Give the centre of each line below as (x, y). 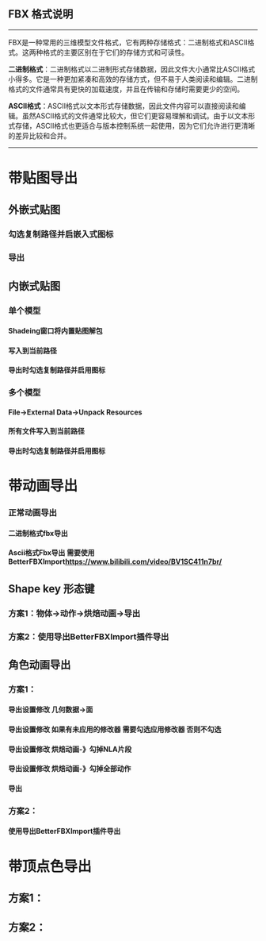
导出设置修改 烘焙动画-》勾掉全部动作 (70, 769)
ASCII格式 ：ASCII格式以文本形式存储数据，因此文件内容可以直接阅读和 (124, 106)
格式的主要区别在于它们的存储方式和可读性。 (115, 52)
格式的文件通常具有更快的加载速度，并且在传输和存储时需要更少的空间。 (126, 89)
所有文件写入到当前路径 (46, 431)
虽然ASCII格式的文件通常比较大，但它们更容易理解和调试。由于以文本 (135, 116)
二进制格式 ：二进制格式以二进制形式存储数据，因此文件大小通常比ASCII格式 (132, 69)
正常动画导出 (33, 513)
